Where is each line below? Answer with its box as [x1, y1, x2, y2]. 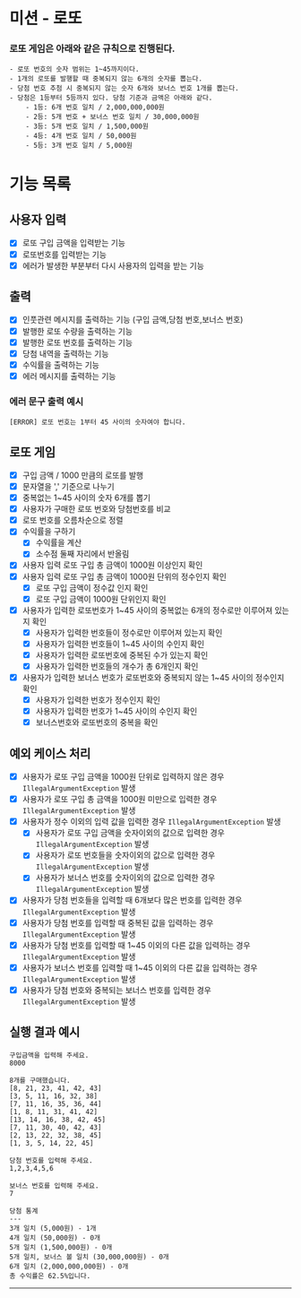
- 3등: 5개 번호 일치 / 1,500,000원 [25, 122, 150, 131]
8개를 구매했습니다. [9, 1076, 71, 1085]
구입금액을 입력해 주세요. [9, 1051, 90, 1060]
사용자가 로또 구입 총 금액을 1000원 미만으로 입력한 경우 [21, 794, 218, 805]
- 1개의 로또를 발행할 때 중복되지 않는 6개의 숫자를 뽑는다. [9, 74, 203, 83]
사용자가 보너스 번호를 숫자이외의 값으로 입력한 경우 [35, 872, 216, 883]
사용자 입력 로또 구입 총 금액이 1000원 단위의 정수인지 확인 [21, 571, 227, 582]
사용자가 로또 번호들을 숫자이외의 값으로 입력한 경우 [35, 850, 216, 861]
